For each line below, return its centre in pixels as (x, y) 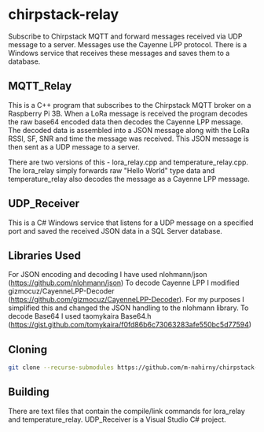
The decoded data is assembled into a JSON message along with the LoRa (129, 130)
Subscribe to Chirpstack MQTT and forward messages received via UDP (125, 36)
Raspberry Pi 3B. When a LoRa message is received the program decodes (128, 113)
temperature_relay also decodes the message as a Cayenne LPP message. (129, 179)
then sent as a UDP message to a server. (74, 146)
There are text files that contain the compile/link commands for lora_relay (126, 411)
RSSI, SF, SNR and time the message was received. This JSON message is (128, 138)
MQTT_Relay (40, 86)
